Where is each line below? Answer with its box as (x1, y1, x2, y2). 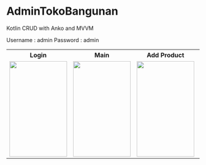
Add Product (147, 51, 185, 59)
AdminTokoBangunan (6, 4, 118, 18)
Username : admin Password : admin (6, 36, 99, 43)
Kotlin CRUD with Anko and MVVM (6, 24, 94, 32)
